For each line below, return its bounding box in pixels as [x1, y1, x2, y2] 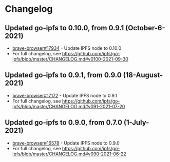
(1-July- [123, 118, 149, 127]
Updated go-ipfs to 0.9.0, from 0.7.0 [5, 118, 123, 127]
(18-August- [123, 71, 163, 79]
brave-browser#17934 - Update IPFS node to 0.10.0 [12, 45, 122, 51]
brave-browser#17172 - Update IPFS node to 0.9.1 [12, 92, 118, 98]
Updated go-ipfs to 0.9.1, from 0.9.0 [5, 71, 122, 79]
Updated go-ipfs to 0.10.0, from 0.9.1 [5, 24, 124, 32]
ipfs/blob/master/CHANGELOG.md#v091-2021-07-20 [12, 103, 125, 109]
